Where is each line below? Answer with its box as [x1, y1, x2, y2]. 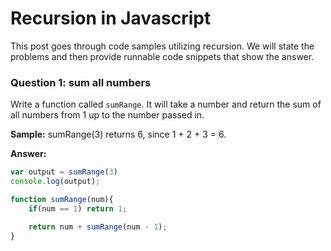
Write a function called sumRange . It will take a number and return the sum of [10, 98, 322, 111]
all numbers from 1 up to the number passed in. [10, 109, 205, 121]
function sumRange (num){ [10, 194, 114, 204]
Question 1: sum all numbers [10, 75, 152, 89]
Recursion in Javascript [10, 7, 212, 30]
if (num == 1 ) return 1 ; [28, 203, 128, 214]
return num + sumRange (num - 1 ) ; [28, 222, 168, 232]
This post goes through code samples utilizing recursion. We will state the [10, 40, 315, 52]
